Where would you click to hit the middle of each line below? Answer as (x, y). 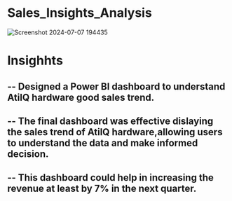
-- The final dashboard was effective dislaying (110, 121)
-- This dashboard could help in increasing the (110, 178)
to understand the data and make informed (103, 143)
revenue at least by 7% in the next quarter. (102, 189)
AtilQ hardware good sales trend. (81, 97)
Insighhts (35, 61)
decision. (28, 154)
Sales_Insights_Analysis (80, 13)
